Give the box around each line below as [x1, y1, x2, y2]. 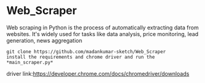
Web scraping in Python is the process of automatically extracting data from [6, 24, 199, 31]
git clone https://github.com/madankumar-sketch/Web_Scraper [6, 48, 166, 55]
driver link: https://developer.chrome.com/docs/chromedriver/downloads [6, 70, 190, 77]
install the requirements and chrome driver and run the [6, 54, 155, 60]
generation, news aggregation [6, 37, 83, 44]
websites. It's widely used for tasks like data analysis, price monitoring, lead [6, 30, 199, 37]
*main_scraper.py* [6, 59, 53, 65]
